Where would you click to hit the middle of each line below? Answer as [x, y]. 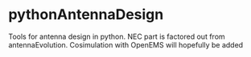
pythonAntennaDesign [86, 15]
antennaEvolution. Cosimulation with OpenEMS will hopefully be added [126, 44]
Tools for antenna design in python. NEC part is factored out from [117, 36]
